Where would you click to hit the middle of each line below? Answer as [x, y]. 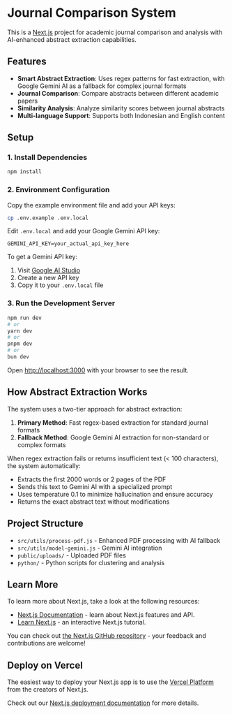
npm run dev [24, 318]
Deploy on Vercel [45, 665]
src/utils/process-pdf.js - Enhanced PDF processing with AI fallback [119, 540]
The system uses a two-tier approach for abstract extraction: [95, 409]
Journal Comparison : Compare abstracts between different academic [118, 93]
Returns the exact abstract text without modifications [93, 502]
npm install [24, 172]
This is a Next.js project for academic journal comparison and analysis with [115, 32]
